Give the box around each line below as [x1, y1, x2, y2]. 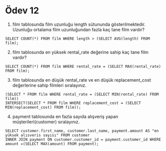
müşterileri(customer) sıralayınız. [12, 119, 80, 125]
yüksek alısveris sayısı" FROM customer [5, 133, 90, 138]
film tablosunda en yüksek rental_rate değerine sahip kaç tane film [12, 49, 149, 55]
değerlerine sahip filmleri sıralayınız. [12, 82, 87, 88]
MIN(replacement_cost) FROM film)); [5, 104, 81, 110]
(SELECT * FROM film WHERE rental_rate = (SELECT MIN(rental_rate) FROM [5, 92, 159, 97]
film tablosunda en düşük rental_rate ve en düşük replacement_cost [12, 77, 151, 83]
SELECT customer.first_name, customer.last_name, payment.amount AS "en [5, 128, 159, 133]
